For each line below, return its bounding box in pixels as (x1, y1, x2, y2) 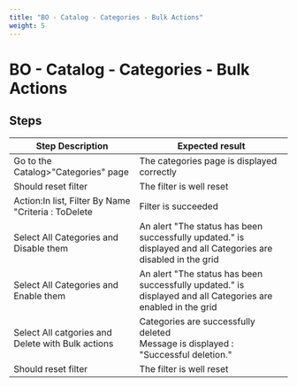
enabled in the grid (139, 300, 217, 313)
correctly (139, 166, 177, 178)
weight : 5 (9, 21, 46, 30)
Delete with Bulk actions (13, 337, 114, 350)
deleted (139, 326, 171, 338)
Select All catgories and (13, 326, 112, 338)
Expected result (177, 139, 246, 151)
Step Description (35, 139, 109, 151)
